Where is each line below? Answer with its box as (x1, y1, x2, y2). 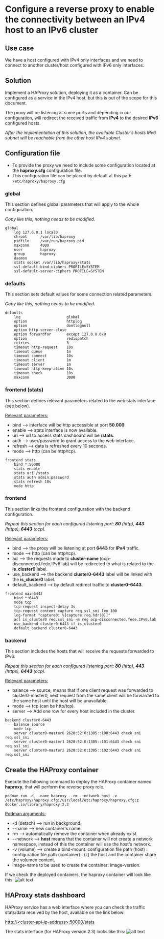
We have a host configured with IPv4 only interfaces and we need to (5, 57, 143, 63)
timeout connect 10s (14, 354, 73, 358)
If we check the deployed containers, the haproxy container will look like (5, 872, 151, 877)
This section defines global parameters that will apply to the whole (5, 201, 140, 207)
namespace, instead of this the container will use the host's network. (12, 841, 152, 847)
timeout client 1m (14, 358, 71, 363)
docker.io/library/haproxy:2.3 (5, 802, 69, 807)
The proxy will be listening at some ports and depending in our (5, 109, 131, 115)
